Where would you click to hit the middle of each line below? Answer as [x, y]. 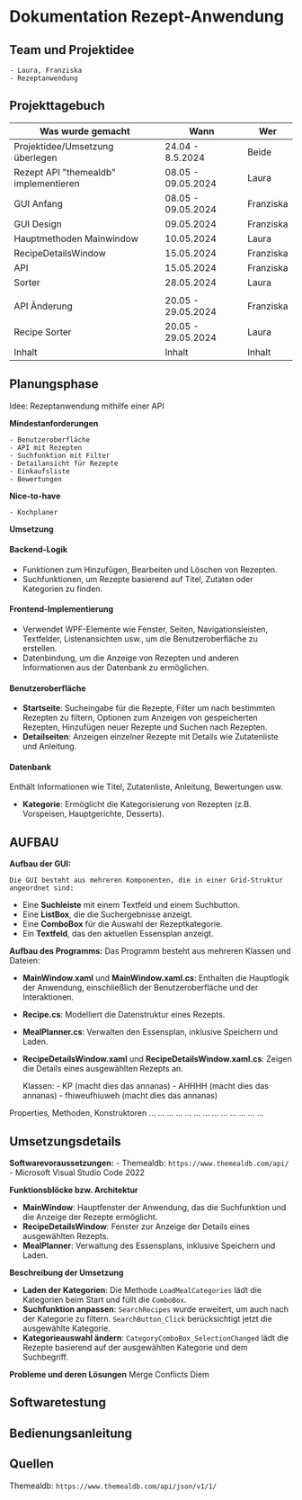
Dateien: [25, 961]
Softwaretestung [58, 1402]
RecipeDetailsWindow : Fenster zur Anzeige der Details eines [136, 1226]
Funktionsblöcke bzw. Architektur [74, 1190]
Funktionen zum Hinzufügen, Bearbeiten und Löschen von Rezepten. [150, 570]
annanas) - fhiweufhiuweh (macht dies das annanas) [120, 1096]
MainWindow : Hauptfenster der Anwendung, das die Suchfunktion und [154, 1208]
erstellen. [40, 649]
